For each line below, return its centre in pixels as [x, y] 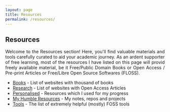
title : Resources [24, 15]
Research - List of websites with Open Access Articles [69, 88]
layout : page [19, 10]
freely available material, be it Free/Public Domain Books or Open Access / [85, 68]
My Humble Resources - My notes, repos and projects [69, 99]
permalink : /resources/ [30, 19]
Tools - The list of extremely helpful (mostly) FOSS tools [71, 104]
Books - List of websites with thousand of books [63, 83]
